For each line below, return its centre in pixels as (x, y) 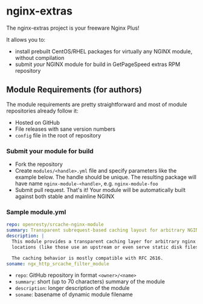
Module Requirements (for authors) (74, 90)
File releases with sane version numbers (65, 129)
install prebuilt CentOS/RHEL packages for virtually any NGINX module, (104, 51)
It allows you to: (26, 39)
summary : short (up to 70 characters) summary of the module (90, 282)
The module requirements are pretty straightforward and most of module (97, 104)
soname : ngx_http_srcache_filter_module (58, 264)
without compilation (40, 58)
